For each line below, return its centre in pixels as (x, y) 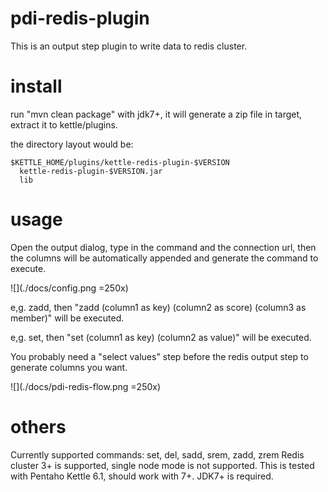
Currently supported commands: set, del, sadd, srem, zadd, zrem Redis (157, 454)
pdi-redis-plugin (80, 18)
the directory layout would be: (72, 144)
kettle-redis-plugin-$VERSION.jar (91, 171)
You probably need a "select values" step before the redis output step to (159, 356)
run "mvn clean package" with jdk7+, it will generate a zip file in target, (156, 114)
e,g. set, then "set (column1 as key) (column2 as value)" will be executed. (161, 337)
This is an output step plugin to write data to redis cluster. (129, 46)
